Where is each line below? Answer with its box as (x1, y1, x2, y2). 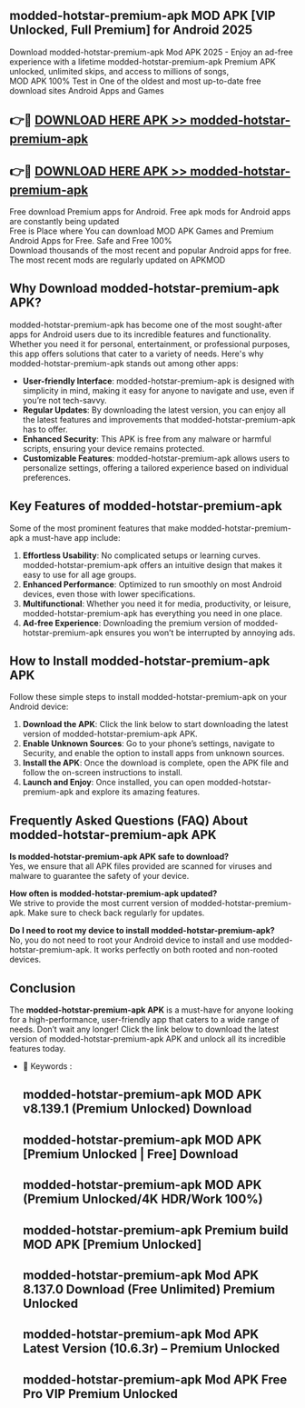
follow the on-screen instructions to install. (22, 767, 183, 778)
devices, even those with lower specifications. (22, 588, 196, 599)
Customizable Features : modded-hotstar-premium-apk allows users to (22, 453, 290, 464)
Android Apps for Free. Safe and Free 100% (9, 235, 172, 246)
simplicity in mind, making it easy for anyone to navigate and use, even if (22, 384, 295, 395)
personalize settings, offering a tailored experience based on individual (22, 462, 289, 473)
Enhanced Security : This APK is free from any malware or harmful (22, 433, 272, 444)
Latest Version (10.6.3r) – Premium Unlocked (22, 1341, 280, 1356)
